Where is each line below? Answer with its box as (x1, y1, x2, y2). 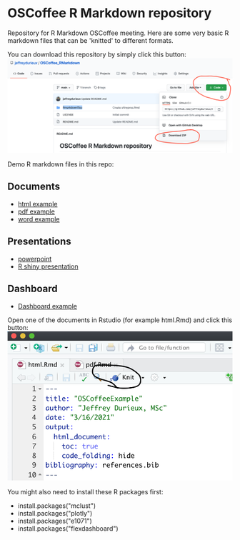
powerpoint (17, 254, 52, 263)
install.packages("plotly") (17, 509, 93, 518)
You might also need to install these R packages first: (7, 488, 164, 496)
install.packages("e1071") (17, 516, 93, 526)
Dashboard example (17, 301, 77, 310)
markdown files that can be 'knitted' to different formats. (7, 36, 174, 44)
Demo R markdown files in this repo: (7, 160, 114, 169)
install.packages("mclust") (17, 501, 96, 510)
